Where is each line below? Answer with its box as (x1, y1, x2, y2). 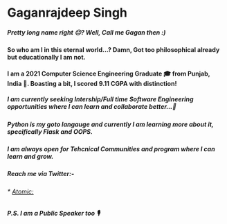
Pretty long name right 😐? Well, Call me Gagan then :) (7, 28, 166, 36)
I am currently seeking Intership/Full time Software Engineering (7, 95, 194, 103)
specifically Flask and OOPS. (7, 127, 93, 136)
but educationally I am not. (7, 53, 86, 62)
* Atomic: (7, 187, 34, 196)
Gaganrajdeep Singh (7, 5, 128, 21)
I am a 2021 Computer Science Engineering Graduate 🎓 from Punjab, (7, 69, 210, 78)
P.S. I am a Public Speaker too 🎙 (7, 209, 100, 218)
